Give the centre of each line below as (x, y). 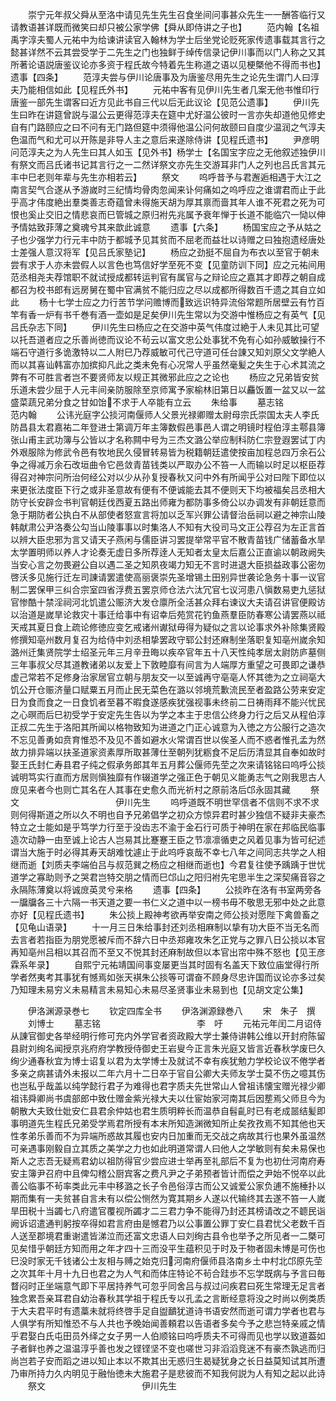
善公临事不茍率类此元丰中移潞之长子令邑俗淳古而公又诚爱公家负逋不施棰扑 (163, 1186)
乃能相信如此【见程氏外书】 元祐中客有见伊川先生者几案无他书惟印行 (169, 89)
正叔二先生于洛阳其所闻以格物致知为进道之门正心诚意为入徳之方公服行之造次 (168, 727)
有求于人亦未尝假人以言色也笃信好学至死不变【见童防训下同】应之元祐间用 (172, 264)
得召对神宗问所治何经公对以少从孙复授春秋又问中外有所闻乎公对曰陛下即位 (163, 477)
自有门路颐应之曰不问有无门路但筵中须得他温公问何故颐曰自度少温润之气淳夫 (168, 127)
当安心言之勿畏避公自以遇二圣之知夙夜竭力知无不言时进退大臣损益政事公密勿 (168, 564)
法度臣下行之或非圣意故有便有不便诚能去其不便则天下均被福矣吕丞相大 (181, 489)
